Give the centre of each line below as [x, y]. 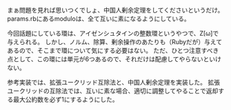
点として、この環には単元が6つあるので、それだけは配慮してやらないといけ [114, 59]
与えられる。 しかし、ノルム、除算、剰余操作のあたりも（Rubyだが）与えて [115, 42]
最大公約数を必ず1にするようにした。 [66, 99]
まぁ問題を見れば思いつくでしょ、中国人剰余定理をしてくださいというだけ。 [115, 10]
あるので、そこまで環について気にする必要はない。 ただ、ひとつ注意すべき [113, 51]
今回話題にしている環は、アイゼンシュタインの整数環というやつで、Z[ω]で [113, 33]
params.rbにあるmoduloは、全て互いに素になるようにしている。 [99, 19]
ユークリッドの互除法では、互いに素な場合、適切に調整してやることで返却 [113, 91]
